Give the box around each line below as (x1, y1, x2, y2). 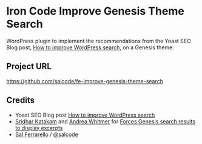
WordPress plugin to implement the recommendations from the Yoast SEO (6, 37, 191, 44)
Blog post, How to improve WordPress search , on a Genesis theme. (6, 44, 175, 51)
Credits (6, 95, 35, 106)
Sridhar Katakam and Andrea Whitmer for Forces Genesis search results (15, 117, 196, 125)
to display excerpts (15, 124, 63, 131)
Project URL (6, 61, 52, 72)
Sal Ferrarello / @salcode (15, 131, 79, 138)
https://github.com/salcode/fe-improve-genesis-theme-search (6, 77, 164, 84)
